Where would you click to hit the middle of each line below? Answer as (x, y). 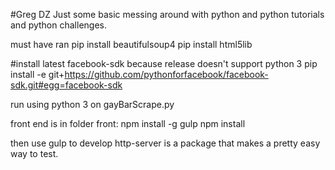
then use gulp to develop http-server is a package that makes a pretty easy (165, 143)
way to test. (34, 153)
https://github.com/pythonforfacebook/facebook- (166, 74)
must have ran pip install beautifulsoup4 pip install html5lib (131, 44)
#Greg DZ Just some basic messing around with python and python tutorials (167, 14)
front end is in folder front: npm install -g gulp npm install (128, 123)
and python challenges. (58, 25)
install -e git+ (37, 74)
